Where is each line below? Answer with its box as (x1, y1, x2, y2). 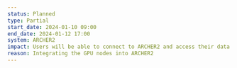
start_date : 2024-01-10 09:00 (7, 23, 97, 30)
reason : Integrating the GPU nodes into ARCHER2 (7, 50, 154, 57)
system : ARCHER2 (7, 37, 55, 44)
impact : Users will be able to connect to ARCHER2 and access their (7, 43, 214, 50)
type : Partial (7, 17, 50, 24)
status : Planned (7, 10, 55, 18)
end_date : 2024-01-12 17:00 (7, 30, 91, 38)
